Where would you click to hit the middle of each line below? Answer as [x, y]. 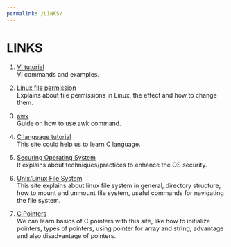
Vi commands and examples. [58, 74]
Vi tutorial [30, 67]
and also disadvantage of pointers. [66, 235]
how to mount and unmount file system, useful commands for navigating [120, 193]
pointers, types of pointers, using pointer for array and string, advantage [120, 228]
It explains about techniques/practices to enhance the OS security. [112, 165]
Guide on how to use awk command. [69, 123]
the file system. [38, 200]
